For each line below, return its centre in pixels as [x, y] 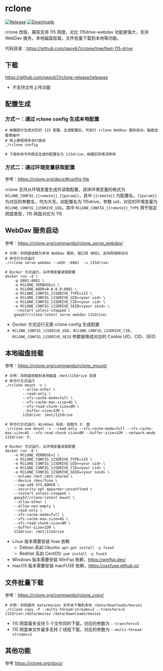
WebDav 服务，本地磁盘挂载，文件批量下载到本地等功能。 [63, 38]
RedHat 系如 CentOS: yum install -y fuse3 [63, 554]
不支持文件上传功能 [31, 87]
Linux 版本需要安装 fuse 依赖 [41, 541]
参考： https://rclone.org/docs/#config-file [47, 179]
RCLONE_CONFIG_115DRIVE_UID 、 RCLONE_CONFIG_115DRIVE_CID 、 [73, 330]
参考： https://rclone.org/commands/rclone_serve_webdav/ [64, 243]
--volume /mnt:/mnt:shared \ [43, 477]
